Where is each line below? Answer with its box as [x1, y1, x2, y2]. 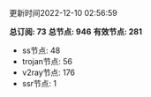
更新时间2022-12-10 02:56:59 [9, 8, 117, 18]
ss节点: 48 [21, 45, 61, 56]
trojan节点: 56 [21, 56, 73, 66]
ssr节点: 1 [21, 78, 57, 88]
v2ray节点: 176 [21, 67, 76, 78]
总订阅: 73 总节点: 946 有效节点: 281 [9, 26, 143, 37]
